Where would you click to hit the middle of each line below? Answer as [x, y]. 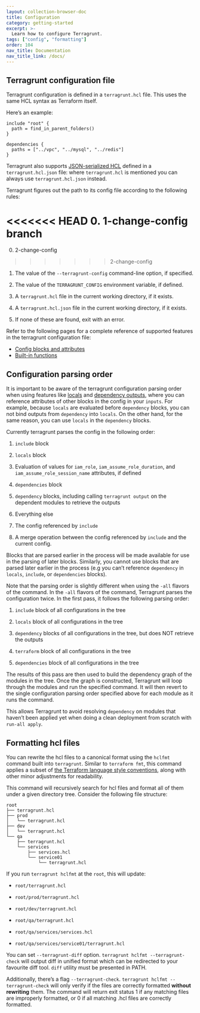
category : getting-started [40, 23]
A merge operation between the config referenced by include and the [101, 537]
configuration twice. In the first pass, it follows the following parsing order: [98, 599]
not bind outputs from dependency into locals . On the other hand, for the [95, 414]
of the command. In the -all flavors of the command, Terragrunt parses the [99, 592]
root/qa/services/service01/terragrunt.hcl [70, 944]
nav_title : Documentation [38, 51]
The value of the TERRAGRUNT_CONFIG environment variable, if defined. [99, 285]
